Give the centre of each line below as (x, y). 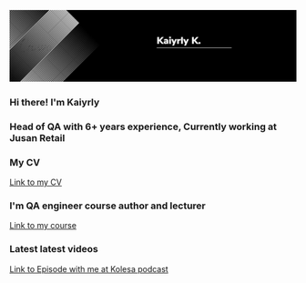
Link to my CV (36, 182)
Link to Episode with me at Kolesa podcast (89, 268)
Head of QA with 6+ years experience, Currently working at (143, 126)
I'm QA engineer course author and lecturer (108, 206)
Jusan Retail (37, 137)
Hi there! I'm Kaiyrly (55, 102)
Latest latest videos (54, 249)
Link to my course (43, 226)
